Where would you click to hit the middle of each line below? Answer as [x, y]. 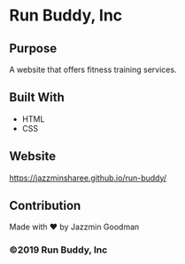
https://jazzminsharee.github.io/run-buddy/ [88, 178]
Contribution [45, 206]
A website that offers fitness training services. [93, 69]
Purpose [33, 48]
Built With [37, 97]
